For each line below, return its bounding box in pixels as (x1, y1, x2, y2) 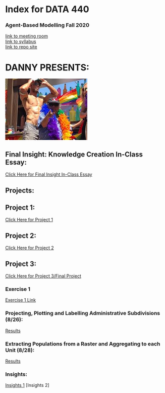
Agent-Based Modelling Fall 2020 (5, 22, 90, 29)
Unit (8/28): (5, 346, 35, 353)
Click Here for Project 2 (5, 245, 54, 251)
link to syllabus (5, 38, 36, 45)
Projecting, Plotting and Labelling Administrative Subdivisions (5, 310, 160, 317)
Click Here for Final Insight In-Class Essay (5, 171, 92, 178)
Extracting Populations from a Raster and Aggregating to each (5, 340, 160, 347)
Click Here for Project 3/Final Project (5, 273, 82, 279)
